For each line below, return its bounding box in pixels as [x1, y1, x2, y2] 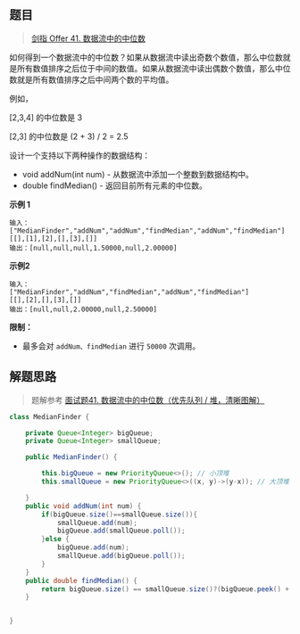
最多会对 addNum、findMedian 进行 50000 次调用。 [21, 341, 201, 351]
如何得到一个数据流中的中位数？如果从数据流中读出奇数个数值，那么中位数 [9, 52, 283, 62]
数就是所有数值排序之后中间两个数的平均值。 [9, 74, 174, 85]
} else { [41, 535, 70, 544]
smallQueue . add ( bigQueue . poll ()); [56, 551, 186, 560]
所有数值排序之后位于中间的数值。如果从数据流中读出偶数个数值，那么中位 [16, 62, 291, 73]
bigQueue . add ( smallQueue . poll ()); [56, 526, 186, 536]
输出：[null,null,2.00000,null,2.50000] [9, 305, 158, 314]
